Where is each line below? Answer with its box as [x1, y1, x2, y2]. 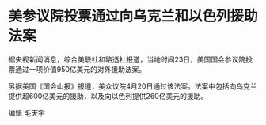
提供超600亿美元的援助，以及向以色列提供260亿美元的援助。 [8, 91, 208, 100]
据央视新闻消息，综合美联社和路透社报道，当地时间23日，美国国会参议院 [8, 55, 246, 64]
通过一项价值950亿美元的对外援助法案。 [14, 64, 146, 74]
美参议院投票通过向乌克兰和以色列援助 [8, 7, 259, 25]
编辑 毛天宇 [8, 108, 45, 117]
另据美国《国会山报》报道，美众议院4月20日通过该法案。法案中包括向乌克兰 [8, 81, 257, 91]
